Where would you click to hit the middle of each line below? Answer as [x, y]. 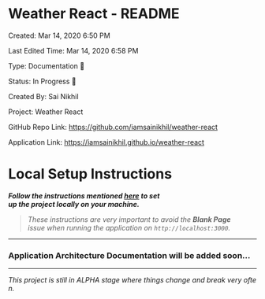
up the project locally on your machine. [74, 204]
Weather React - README [94, 14]
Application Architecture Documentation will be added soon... [129, 255]
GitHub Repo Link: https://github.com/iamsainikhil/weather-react [113, 127]
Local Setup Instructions [90, 174]
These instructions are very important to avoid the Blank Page [129, 219]
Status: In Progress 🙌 [42, 81]
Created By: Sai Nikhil [43, 96]
